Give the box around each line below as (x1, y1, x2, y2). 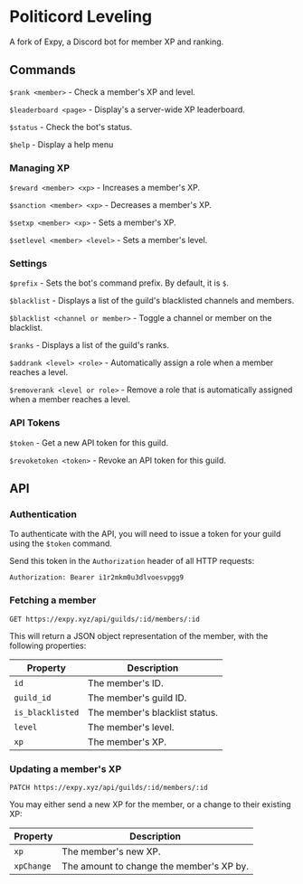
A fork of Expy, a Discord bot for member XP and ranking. (9, 36, 224, 47)
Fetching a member (9, 594, 97, 607)
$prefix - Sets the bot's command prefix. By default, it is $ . (9, 277, 229, 288)
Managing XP (9, 161, 71, 174)
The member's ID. (87, 676, 165, 689)
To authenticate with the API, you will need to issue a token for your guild (9, 529, 281, 540)
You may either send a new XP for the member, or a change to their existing (9, 798, 291, 810)
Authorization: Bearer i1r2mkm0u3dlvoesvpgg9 (9, 573, 184, 582)
